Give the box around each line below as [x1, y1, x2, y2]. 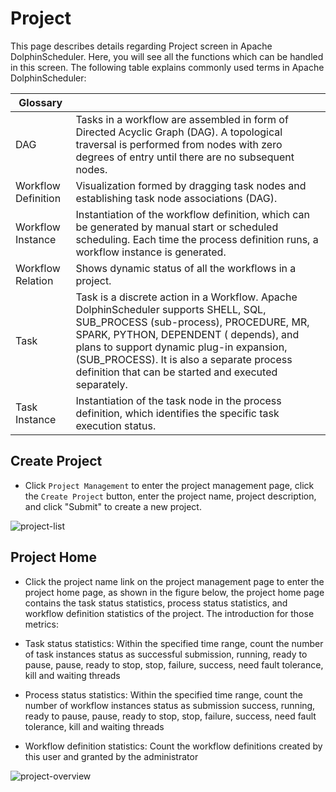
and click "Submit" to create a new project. [24, 500, 202, 512]
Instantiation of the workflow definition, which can [75, 207, 311, 221]
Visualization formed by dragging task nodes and [75, 178, 307, 192]
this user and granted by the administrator [24, 750, 199, 762]
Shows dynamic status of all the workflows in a [75, 261, 297, 275]
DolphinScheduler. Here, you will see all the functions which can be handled [10, 50, 324, 62]
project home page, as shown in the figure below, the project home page [24, 586, 325, 598]
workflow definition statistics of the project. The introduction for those [24, 607, 315, 619]
